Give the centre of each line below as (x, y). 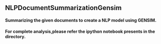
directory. (15, 36)
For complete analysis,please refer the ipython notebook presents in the (80, 31)
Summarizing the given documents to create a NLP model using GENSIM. (81, 20)
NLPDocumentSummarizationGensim (63, 8)
